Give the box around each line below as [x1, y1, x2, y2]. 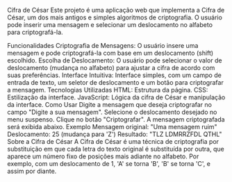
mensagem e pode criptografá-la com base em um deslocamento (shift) [7, 49, 214, 57]
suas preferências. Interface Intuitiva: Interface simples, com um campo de [7, 71, 222, 79]
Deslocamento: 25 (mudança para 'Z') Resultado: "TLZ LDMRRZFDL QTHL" [7, 130, 222, 138]
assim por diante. [7, 167, 57, 175]
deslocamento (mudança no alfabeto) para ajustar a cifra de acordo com [7, 64, 215, 72]
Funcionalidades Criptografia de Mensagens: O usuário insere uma [7, 42, 199, 49]
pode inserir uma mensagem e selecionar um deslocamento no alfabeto [7, 21, 213, 28]
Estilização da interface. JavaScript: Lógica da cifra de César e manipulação [7, 93, 226, 101]
